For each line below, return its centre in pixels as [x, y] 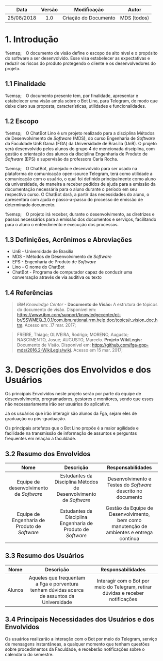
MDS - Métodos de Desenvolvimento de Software [62, 257]
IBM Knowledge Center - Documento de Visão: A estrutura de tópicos [87, 305]
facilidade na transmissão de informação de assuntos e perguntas [71, 433]
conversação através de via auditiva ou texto [57, 277]
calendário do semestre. [29, 654]
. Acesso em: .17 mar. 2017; [49, 325]
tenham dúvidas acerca [57, 590]
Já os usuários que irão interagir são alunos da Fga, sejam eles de [71, 413]
